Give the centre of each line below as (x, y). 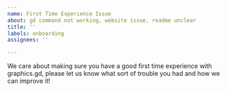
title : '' (22, 27)
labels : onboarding (36, 33)
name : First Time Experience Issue (59, 14)
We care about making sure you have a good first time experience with (110, 66)
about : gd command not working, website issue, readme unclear (102, 20)
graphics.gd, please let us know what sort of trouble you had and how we (113, 74)
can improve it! (29, 81)
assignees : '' (28, 40)
